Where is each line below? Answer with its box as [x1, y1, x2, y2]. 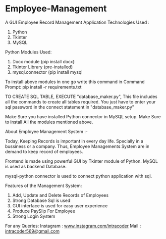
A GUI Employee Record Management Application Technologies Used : [5, 19, 150, 25]
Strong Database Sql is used [12, 197, 71, 203]
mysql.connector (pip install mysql [12, 69, 83, 75]
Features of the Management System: [5, 183, 82, 189]
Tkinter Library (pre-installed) [12, 64, 73, 70]
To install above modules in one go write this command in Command [5, 79, 145, 85]
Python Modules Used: [5, 49, 52, 55]
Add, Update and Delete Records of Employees [12, 192, 109, 198]
